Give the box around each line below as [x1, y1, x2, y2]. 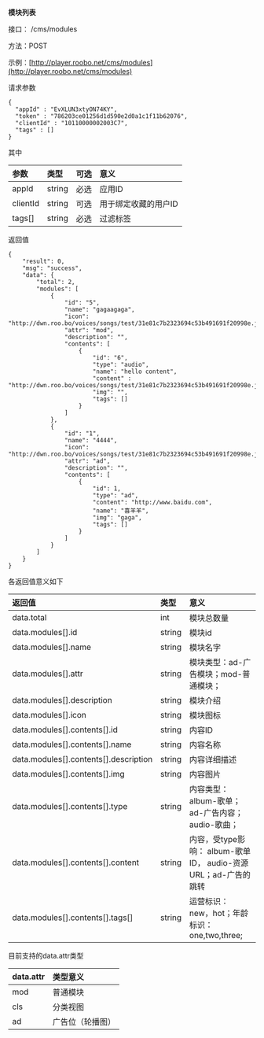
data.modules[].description [12, 695, 112, 705]
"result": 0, [22, 257, 65, 265]
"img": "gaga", [92, 514, 143, 522]
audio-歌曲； [189, 819, 239, 829]
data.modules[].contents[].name [12, 739, 132, 750]
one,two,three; [189, 930, 244, 940]
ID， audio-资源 [189, 858, 249, 868]
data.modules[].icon [12, 710, 86, 720]
